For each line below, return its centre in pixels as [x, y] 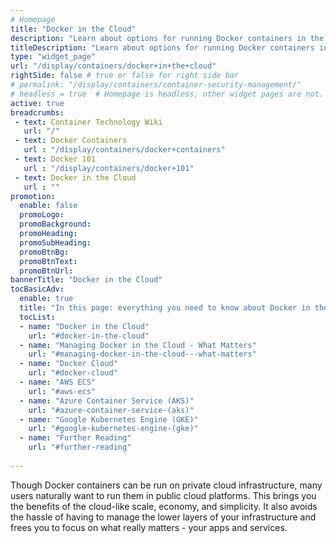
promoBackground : [55, 224]
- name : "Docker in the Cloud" [84, 326]
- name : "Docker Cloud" [68, 364]
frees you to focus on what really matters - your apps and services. [149, 527]
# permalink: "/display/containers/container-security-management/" [156, 85]
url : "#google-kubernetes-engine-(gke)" [113, 429]
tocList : [37, 317]
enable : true [46, 299]
